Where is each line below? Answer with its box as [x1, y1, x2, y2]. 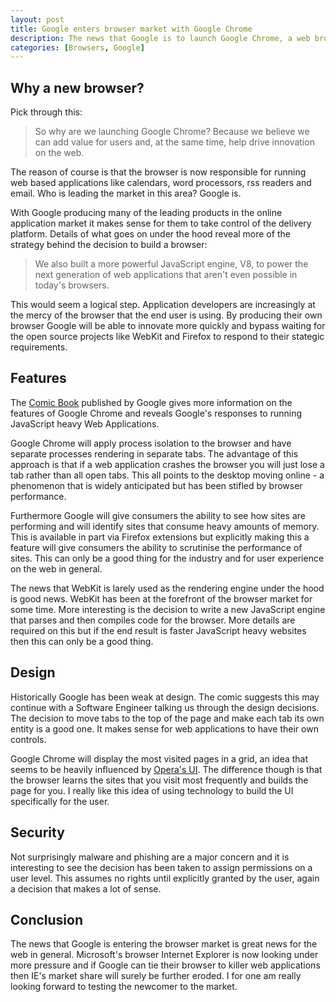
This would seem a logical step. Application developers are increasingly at [10, 299, 316, 311]
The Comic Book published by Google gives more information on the [10, 396, 293, 408]
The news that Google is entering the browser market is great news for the [10, 938, 318, 950]
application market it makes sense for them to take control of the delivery [10, 217, 312, 230]
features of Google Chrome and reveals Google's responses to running [10, 407, 302, 419]
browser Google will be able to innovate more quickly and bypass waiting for [10, 320, 326, 332]
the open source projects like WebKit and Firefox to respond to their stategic [10, 331, 325, 343]
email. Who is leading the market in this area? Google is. [10, 187, 242, 200]
